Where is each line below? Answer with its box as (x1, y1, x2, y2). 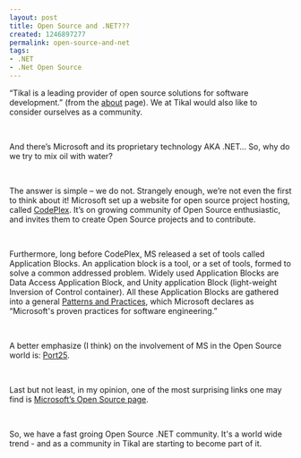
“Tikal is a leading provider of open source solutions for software (9, 87, 249, 98)
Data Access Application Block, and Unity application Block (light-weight (9, 276, 278, 287)
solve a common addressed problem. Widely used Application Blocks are (9, 267, 279, 278)
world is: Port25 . (9, 350, 70, 360)
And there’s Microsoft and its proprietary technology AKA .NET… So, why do (9, 140, 290, 152)
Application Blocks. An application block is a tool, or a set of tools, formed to (9, 258, 291, 268)
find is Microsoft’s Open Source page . (9, 394, 150, 404)
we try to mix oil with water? (9, 150, 114, 161)
